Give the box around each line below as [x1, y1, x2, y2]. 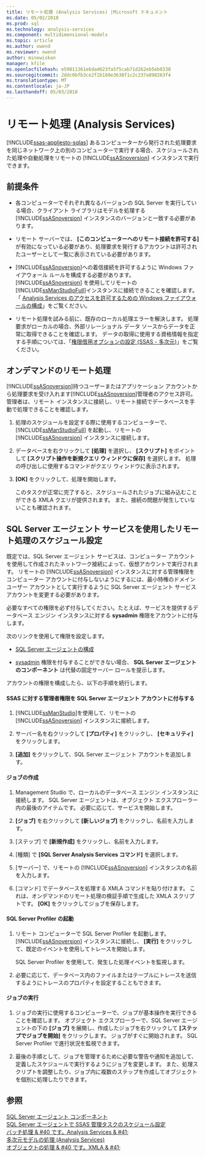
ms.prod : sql [6, 20, 40, 26]
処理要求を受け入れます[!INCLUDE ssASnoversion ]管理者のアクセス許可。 [11, 391, 196, 398]
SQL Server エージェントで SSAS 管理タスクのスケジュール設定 [6, 1120, 166, 1128]
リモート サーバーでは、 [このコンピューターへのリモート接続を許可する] [15, 235, 199, 243]
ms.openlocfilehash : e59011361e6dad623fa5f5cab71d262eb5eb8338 [6, 66, 171, 72]
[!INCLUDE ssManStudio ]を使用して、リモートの [15, 709, 136, 717]
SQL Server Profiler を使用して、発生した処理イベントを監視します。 [15, 958, 188, 965]
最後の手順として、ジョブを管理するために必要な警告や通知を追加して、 [15, 1053, 197, 1060]
